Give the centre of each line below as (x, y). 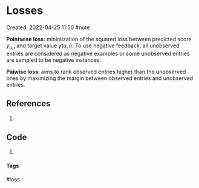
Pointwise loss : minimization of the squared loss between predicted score (99, 39)
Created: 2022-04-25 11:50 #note (48, 27)
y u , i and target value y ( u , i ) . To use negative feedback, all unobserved (93, 46)
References (28, 104)
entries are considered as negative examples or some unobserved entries (98, 53)
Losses (25, 11)
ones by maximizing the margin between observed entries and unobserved (100, 78)
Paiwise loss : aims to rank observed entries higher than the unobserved (96, 72)
